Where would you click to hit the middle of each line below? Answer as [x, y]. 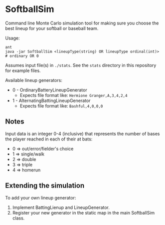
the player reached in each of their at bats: [49, 139]
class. [18, 218]
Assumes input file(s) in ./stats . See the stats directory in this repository [81, 65]
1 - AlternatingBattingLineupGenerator [51, 100]
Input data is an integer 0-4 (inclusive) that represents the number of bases [82, 133]
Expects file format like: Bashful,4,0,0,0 [61, 105]
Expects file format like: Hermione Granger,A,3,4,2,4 [74, 95]
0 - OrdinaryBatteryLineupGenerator [50, 90]
